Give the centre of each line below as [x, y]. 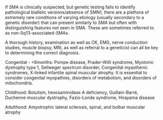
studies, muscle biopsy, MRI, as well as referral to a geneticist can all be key [82, 48]
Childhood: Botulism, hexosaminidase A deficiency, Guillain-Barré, [72, 92]
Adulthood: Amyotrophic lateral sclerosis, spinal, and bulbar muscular [75, 107]
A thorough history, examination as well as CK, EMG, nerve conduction [76, 42]
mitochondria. [19, 83]
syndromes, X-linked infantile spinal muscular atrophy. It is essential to [76, 72]
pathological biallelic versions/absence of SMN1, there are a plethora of [77, 12]
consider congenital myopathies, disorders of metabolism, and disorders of [81, 78]
